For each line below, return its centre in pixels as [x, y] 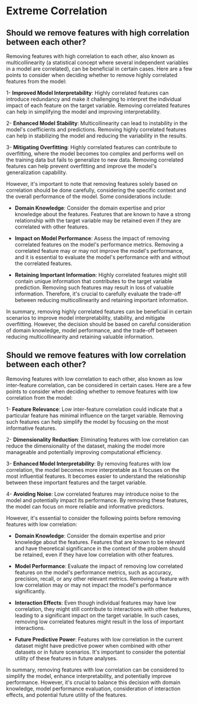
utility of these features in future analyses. [66, 658]
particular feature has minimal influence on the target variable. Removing [95, 415]
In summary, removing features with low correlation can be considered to [95, 670]
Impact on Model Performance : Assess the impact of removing [92, 238]
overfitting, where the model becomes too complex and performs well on [95, 153]
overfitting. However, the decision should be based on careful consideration [98, 324]
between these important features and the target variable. [77, 482]
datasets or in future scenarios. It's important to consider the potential [100, 652]
